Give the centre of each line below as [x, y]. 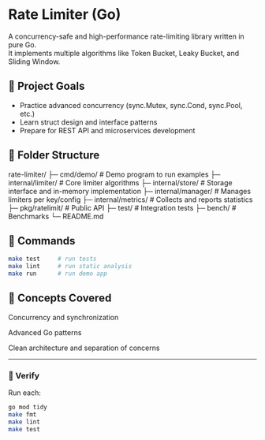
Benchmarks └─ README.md [56, 216]
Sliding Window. [34, 62]
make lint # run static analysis [70, 267]
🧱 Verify [24, 375]
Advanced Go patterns [45, 332]
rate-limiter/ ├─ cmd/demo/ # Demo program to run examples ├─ [114, 174]
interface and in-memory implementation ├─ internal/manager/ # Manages [129, 191]
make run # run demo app [58, 274]
